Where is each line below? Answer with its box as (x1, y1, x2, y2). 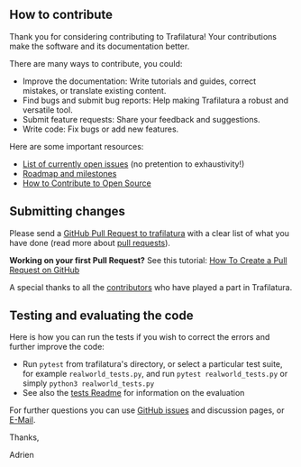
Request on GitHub (9, 264, 80, 275)
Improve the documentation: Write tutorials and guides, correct (22, 76, 257, 87)
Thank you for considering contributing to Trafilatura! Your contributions (9, 31, 278, 41)
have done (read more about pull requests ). (9, 237, 171, 248)
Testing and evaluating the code (9, 308, 194, 324)
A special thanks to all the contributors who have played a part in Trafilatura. (9, 281, 293, 292)
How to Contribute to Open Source (22, 178, 151, 188)
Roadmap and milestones (22, 168, 117, 179)
